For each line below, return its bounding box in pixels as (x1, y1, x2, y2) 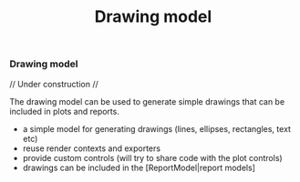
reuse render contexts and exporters (22, 143, 161, 154)
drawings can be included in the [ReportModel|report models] (22, 162, 255, 173)
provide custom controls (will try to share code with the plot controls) (22, 152, 283, 163)
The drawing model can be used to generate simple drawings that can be (9, 96, 285, 106)
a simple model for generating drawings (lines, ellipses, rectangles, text (22, 123, 292, 134)
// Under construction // (9, 78, 98, 89)
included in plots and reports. (9, 106, 120, 116)
